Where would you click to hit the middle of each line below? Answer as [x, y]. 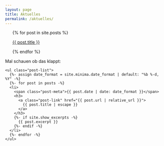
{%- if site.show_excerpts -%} [46, 118]
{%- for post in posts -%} [37, 83]
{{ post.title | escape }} [50, 105]
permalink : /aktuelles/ [29, 19]
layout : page [18, 10]
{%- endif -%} [28, 126]
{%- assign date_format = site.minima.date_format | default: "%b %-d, [84, 75]
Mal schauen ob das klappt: [33, 61]
